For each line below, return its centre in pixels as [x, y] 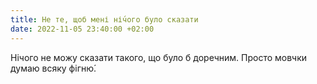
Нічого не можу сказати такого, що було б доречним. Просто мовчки [159, 57]
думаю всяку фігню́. [53, 68]
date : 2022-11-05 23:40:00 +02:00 [82, 29]
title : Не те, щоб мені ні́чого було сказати [104, 19]
